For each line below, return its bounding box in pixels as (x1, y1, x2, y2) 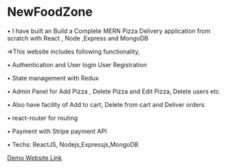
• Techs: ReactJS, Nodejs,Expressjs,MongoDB (7, 140, 139, 148)
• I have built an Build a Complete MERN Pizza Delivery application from (7, 27, 211, 35)
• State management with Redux (7, 73, 100, 82)
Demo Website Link (7, 154, 62, 162)
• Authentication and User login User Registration (7, 60, 148, 69)
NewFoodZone (7, 4, 93, 20)
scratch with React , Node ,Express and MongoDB (7, 34, 149, 42)
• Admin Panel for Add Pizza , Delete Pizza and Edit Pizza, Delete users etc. (7, 87, 221, 95)
